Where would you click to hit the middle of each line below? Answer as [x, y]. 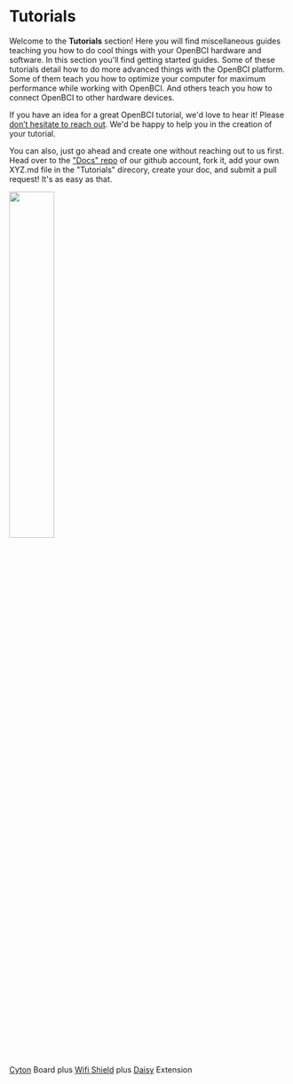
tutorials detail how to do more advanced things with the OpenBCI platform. [147, 69]
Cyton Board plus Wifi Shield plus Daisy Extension [101, 1069]
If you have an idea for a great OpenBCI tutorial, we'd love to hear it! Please [147, 115]
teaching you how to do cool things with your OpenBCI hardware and [135, 50]
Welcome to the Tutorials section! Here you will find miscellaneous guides [145, 41]
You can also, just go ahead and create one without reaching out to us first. [146, 150]
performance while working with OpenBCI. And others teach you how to [141, 88]
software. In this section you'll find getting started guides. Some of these [142, 59]
